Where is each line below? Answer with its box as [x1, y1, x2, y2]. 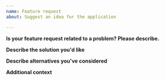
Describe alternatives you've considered [6, 57, 108, 64]
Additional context [6, 68, 53, 75]
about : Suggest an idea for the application [6, 14, 116, 20]
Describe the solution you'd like [6, 46, 85, 53]
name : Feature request [6, 8, 61, 14]
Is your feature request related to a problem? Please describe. [6, 35, 160, 42]
